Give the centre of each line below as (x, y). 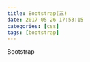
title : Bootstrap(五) (37, 13)
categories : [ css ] (33, 26)
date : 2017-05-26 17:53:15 (45, 20)
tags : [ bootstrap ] (33, 32)
